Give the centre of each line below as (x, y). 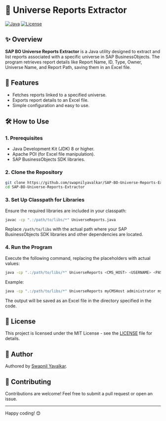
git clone (15, 182)
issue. (11, 399)
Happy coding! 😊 (23, 413)
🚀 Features (22, 83)
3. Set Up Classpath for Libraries (45, 200)
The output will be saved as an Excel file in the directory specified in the (78, 301)
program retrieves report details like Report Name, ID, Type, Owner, (74, 62)
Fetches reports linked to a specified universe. (60, 95)
